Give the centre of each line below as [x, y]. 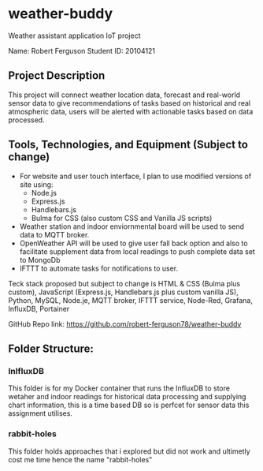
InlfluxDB [26, 371]
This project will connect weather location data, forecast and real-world [124, 95]
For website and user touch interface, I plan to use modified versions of [135, 176]
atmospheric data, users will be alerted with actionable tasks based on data [131, 111]
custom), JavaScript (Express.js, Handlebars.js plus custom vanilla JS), [123, 292]
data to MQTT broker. [54, 234]
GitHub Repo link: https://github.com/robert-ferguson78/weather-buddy [125, 323]
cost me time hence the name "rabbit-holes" [80, 459]
